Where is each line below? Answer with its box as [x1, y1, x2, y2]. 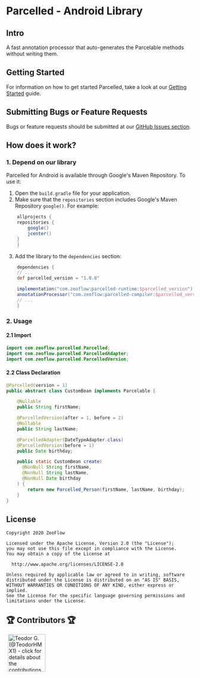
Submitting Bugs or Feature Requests [6, 107, 148, 117]
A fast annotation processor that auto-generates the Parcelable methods [6, 44, 185, 51]
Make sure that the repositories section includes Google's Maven [14, 196, 177, 203]
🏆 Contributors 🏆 [6, 615, 76, 625]
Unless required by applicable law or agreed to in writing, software [6, 572, 185, 578]
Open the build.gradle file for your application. [14, 190, 131, 197]
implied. [6, 588, 28, 594]
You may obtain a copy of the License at [6, 551, 111, 557]
